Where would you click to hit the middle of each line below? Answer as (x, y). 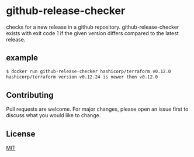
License (21, 134)
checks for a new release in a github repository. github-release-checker (93, 27)
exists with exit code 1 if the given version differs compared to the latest (93, 33)
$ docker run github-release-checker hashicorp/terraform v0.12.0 (89, 71)
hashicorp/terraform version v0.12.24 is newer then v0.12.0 (82, 77)
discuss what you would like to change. (53, 115)
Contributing (30, 95)
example (22, 58)
